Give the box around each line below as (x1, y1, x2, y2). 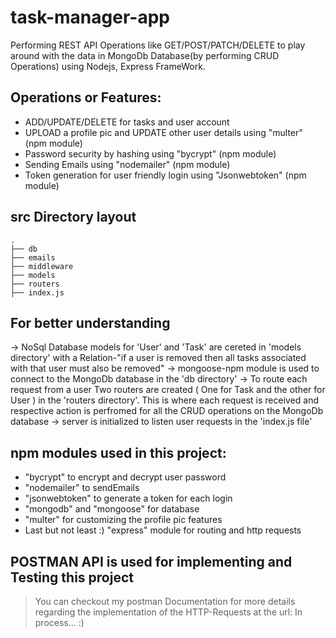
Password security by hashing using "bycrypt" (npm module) (24, 147, 277, 160)
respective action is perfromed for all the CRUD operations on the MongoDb (10, 405, 324, 417)
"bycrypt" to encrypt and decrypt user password (24, 471, 227, 483)
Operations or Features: (10, 89, 162, 106)
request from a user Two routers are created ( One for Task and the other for (10, 384, 326, 396)
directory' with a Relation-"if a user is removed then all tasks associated (10, 352, 307, 364)
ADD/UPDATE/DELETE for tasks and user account (24, 116, 230, 128)
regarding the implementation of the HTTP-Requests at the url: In (34, 606, 303, 618)
